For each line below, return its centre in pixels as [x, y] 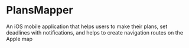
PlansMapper [40, 10]
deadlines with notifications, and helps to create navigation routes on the [95, 32]
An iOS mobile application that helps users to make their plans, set [87, 26]
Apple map [19, 39]
